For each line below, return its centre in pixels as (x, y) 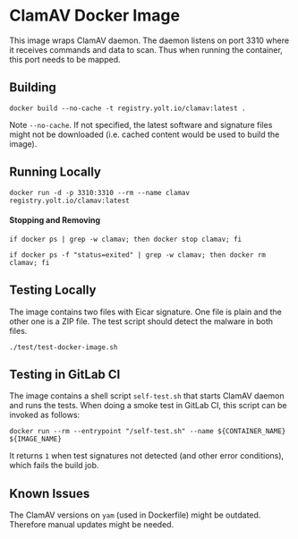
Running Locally (55, 172)
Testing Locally (53, 291)
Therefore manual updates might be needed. (92, 525)
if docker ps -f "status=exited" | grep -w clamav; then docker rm (138, 255)
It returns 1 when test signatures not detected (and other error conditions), (147, 456)
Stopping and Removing (55, 220)
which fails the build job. (54, 466)
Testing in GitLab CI (65, 374)
